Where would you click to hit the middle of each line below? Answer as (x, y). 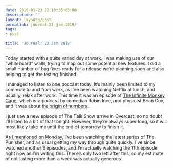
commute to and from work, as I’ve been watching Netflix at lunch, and (80, 89)
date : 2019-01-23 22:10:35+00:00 (41, 10)
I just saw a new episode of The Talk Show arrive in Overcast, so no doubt (84, 116)
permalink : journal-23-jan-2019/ (41, 24)
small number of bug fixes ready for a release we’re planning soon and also (85, 69)
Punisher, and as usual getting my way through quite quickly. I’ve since (80, 142)
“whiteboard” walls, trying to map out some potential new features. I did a (83, 63)
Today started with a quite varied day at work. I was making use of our (80, 58)
